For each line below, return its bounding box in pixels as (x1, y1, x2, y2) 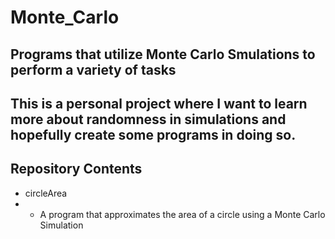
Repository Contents (10, 161, 143, 178)
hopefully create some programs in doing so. (10, 126, 297, 143)
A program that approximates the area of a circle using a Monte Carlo (39, 208, 326, 220)
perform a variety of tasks (10, 61, 177, 78)
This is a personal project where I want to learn (10, 95, 308, 112)
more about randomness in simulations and (10, 111, 287, 128)
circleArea (24, 187, 68, 199)
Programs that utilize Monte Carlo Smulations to (10, 46, 316, 63)
